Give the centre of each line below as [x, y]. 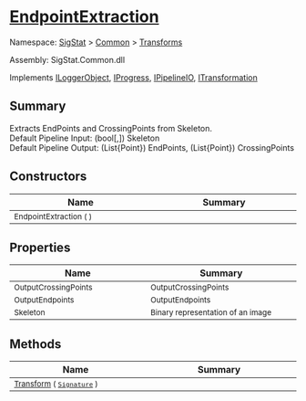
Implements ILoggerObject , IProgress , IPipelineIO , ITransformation [133, 77]
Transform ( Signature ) [56, 384]
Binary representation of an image [210, 313]
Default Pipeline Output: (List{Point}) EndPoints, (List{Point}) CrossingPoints [152, 147]
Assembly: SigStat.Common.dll [67, 59]
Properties [40, 247]
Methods [36, 344]
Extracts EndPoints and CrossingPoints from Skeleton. [111, 128]
